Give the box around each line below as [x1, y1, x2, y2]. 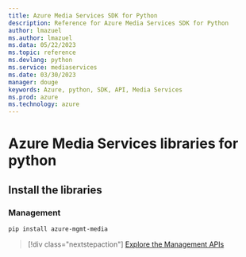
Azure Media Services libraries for [8, 134, 239, 153]
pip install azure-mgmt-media [8, 225, 109, 233]
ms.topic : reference [8, 49, 77, 56]
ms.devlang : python [8, 56, 73, 64]
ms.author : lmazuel [8, 33, 73, 42]
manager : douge [8, 78, 59, 86]
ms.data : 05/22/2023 [8, 41, 77, 49]
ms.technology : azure [8, 100, 80, 108]
